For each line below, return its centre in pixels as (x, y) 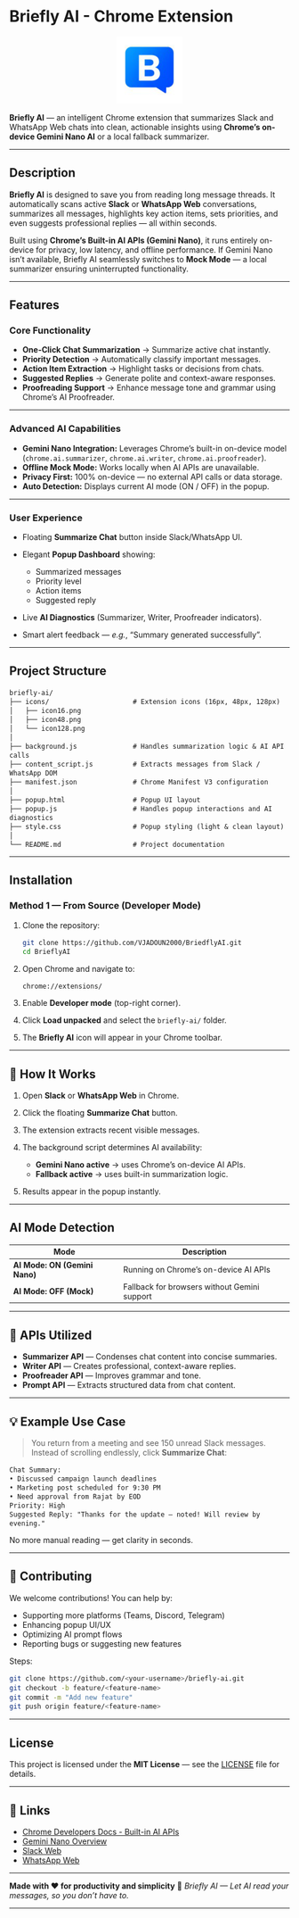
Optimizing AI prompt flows (72, 1634)
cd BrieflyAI (46, 952)
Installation (41, 880)
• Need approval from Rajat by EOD (75, 1497)
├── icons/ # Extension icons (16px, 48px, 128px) (145, 702)
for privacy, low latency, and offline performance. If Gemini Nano (154, 249)
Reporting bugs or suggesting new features (102, 1643)
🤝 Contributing (51, 1577)
